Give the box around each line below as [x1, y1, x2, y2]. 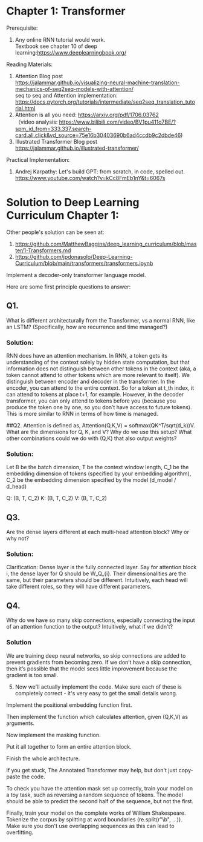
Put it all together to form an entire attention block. [6, 743, 132, 750]
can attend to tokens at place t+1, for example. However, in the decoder [6, 390, 184, 398]
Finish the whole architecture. [6, 755, 80, 762]
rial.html [14, 104, 36, 112]
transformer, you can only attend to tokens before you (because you [6, 397, 176, 404]
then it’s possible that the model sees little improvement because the [6, 665, 177, 672]
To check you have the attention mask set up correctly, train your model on [6, 784, 193, 792]
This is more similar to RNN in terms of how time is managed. [6, 410, 158, 417]
